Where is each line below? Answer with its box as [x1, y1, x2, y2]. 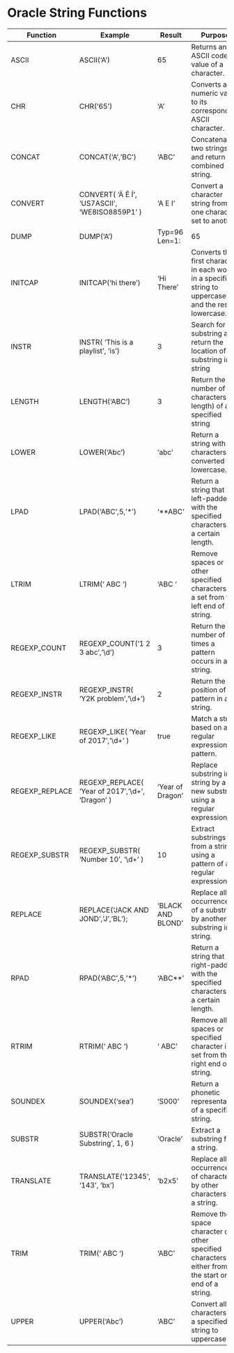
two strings [191, 143, 228, 153]
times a [191, 638, 215, 648]
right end [191, 1059, 221, 1069]
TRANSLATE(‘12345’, [79, 1171, 151, 1181]
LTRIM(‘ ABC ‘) [79, 579, 127, 588]
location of [191, 346, 226, 356]
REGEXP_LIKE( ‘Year [79, 727, 146, 737]
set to [191, 215, 210, 225]
